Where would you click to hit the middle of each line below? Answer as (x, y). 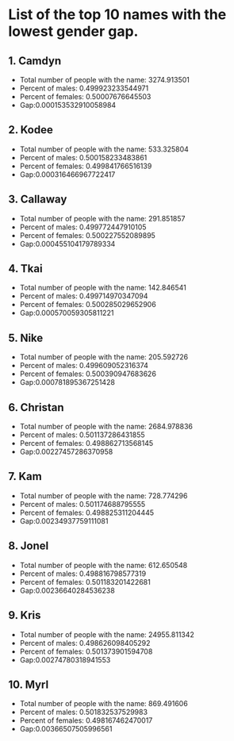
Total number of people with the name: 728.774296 (104, 495)
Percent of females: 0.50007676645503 (85, 96)
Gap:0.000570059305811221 (67, 313)
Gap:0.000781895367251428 (67, 382)
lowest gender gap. (73, 31)
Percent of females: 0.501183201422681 (85, 582)
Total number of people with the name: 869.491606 (104, 704)
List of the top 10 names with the (117, 15)
